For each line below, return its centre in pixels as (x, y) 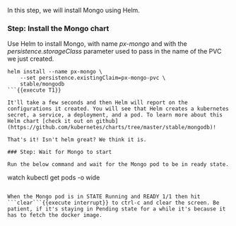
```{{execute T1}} (34, 90)
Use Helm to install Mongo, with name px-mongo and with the (97, 44)
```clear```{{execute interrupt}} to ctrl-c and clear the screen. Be (113, 203)
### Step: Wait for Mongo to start (60, 152)
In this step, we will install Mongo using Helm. (73, 10)
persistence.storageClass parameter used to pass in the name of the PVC (114, 52)
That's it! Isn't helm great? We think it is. (77, 140)
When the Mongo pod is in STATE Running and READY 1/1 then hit (104, 197)
